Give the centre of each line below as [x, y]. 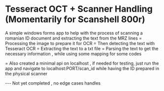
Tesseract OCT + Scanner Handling [79, 9]
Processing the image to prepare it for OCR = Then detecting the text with [80, 43]
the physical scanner [26, 73]
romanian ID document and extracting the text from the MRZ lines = [74, 38]
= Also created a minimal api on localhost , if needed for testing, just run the [82, 63]
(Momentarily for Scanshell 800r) [75, 19]
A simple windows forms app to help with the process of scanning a [74, 33]
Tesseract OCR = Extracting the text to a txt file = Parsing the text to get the [82, 48]
